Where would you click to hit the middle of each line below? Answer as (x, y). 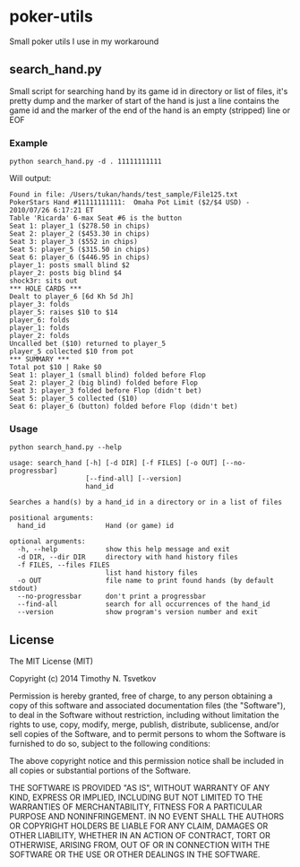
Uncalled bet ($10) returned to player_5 (88, 344)
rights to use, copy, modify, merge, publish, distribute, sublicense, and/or (144, 724)
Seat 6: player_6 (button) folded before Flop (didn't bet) (124, 407)
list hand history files (152, 573)
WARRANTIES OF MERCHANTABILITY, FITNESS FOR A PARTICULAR (136, 807)
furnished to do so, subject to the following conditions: (110, 744)
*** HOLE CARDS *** (46, 289)
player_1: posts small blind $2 (69, 265)
